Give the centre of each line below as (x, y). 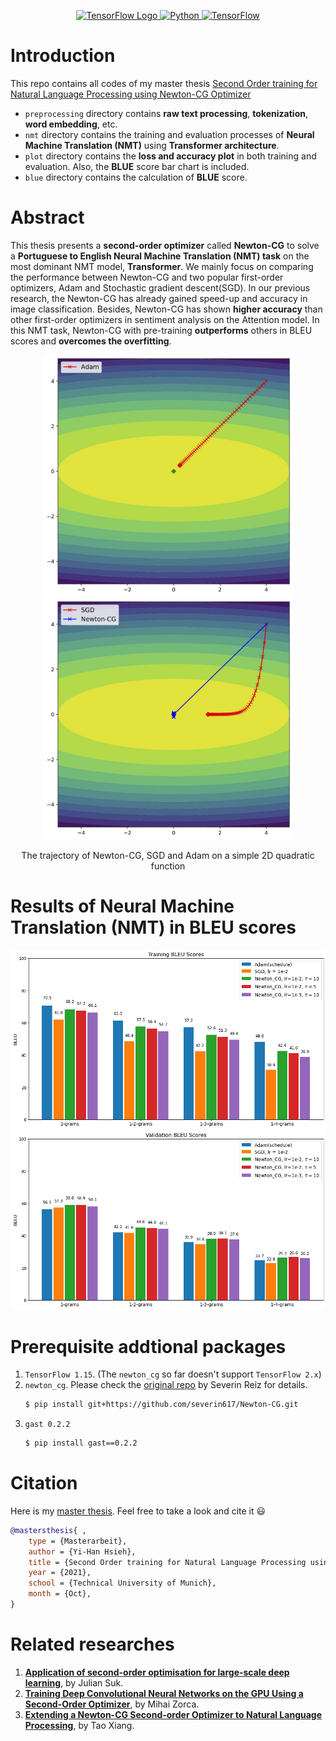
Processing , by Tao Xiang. (79, 1725)
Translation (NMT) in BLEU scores (153, 927)
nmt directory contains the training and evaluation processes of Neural (169, 134)
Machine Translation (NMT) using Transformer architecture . (152, 145)
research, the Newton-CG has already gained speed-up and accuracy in (159, 298)
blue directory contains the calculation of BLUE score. (136, 177)
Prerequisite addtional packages (148, 1346)
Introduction (63, 56)
